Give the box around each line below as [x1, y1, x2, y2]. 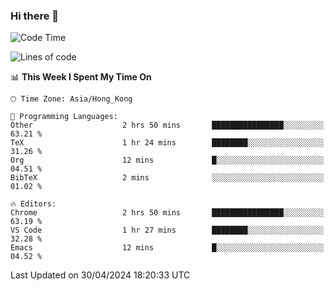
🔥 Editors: [10, 199, 57, 209]
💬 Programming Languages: [10, 112, 118, 122]
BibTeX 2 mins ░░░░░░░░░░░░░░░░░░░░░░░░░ [10, 173, 325, 183]
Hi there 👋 [10, 9, 60, 23]
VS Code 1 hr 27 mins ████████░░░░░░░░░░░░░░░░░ [10, 225, 325, 236]
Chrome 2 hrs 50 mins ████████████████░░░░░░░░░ [10, 208, 325, 218]
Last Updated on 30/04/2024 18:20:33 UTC [10, 269, 191, 281]
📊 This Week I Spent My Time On [10, 71, 152, 83]
